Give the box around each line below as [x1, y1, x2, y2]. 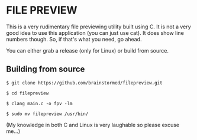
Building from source [6, 64, 85, 74]
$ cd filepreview [6, 90, 49, 96]
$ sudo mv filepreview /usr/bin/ [6, 110, 89, 117]
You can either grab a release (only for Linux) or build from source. [6, 47, 169, 54]
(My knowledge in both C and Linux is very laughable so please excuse [6, 121, 180, 128]
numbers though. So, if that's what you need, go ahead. [6, 35, 142, 43]
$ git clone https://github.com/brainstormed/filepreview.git [6, 80, 163, 86]
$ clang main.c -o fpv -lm [6, 100, 73, 106]
